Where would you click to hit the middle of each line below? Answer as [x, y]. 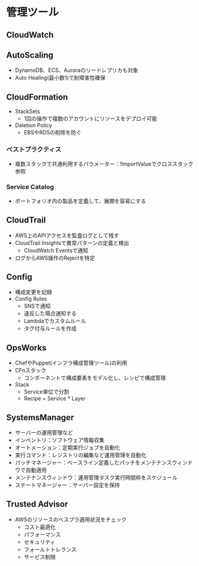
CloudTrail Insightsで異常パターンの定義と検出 [72, 243]
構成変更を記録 [33, 292]
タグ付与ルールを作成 [50, 329]
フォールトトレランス [50, 549]
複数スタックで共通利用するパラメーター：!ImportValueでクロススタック [104, 164]
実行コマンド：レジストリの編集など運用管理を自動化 [81, 455]
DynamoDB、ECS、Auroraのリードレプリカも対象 [76, 70]
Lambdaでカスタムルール [55, 321]
